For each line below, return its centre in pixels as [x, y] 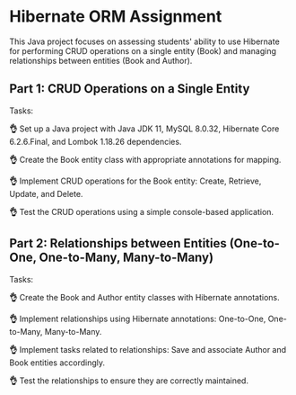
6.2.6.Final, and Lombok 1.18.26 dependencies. [96, 141]
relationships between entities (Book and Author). [101, 60]
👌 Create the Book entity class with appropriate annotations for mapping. [145, 159]
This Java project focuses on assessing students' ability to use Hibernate [144, 41]
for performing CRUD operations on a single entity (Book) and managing [143, 50]
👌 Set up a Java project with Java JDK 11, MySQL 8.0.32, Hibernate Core [144, 129]
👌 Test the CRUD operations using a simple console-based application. [142, 211]
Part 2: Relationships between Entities [118, 243]
